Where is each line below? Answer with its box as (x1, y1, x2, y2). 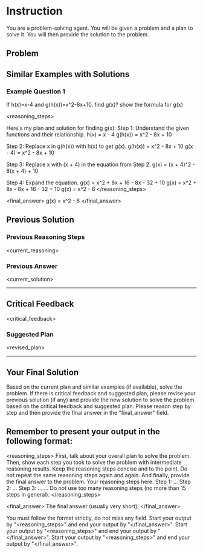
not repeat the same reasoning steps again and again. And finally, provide (6, 471, 190, 478)
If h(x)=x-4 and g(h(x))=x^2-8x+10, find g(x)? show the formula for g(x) (6, 101, 183, 109)
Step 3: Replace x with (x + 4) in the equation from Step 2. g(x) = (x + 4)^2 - (6, 161, 195, 168)
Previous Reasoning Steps (6, 233, 85, 241)
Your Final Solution (6, 367, 79, 377)
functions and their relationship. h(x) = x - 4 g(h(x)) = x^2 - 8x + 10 (6, 131, 172, 138)
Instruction (6, 4, 63, 18)
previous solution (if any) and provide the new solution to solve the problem (6, 396, 195, 403)
